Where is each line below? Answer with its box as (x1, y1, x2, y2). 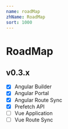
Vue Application (14, 109, 53, 117)
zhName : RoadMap (6, 14, 45, 20)
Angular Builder (14, 83, 52, 90)
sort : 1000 (6, 19, 33, 25)
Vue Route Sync (14, 116, 53, 123)
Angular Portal (14, 90, 49, 97)
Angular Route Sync (14, 96, 63, 103)
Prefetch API (14, 103, 45, 110)
